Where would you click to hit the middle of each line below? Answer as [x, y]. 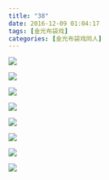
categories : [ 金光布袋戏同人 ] [55, 39]
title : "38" [28, 16]
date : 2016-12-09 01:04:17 [54, 24]
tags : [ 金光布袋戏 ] [38, 31]
